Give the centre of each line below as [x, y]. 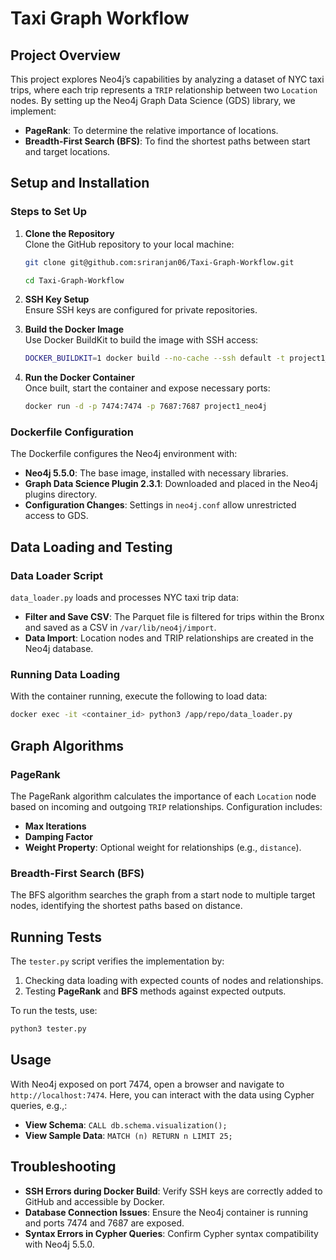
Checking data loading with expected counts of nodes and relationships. [174, 981]
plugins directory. [61, 494]
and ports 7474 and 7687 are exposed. [104, 1223]
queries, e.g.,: [39, 1105]
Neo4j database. [59, 649]
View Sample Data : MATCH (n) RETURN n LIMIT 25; [128, 1135]
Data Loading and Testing [91, 547]
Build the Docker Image [74, 329]
